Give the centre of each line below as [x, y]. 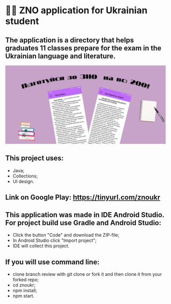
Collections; [25, 176]
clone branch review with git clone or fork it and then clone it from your [87, 274]
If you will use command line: [52, 262]
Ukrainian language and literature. [61, 56]
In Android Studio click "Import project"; [54, 240]
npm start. [23, 296]
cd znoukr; [24, 285]
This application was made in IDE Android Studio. [85, 214]
